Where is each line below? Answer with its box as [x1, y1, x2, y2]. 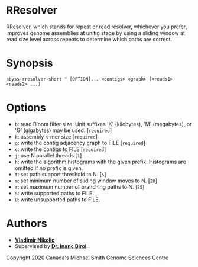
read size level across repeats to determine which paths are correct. [6, 36, 173, 43]
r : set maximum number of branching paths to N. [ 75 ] [14, 183, 145, 190]
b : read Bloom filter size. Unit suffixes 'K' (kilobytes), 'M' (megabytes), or [14, 120, 192, 127]
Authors [6, 217, 47, 230]
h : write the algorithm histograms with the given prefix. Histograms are [14, 158, 186, 165]
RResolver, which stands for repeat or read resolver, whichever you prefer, [6, 23, 187, 30]
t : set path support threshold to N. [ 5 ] [14, 171, 106, 178]
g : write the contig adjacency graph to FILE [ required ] [14, 139, 146, 146]
